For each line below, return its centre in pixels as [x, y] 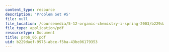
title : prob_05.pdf [26, 38]
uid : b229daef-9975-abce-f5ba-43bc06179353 [52, 42]
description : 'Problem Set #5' [38, 14]
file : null [17, 19]
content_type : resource [30, 10]
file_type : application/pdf [35, 28]
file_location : [21, 24]
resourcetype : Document [30, 33]
